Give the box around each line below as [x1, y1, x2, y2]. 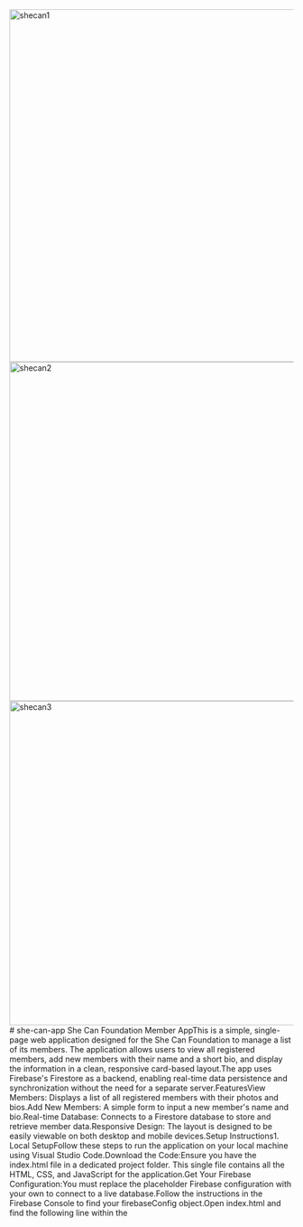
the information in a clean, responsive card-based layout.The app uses [9, 1063, 272, 1074]
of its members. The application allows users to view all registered [9, 1044, 255, 1054]
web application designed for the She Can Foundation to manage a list [30, 1034, 291, 1045]
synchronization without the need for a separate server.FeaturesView [9, 1082, 266, 1093]
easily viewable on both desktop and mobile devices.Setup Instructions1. [9, 1130, 280, 1141]
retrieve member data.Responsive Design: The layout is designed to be [9, 1121, 273, 1131]
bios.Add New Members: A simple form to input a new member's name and [9, 1102, 289, 1112]
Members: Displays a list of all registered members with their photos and [9, 1092, 279, 1102]
